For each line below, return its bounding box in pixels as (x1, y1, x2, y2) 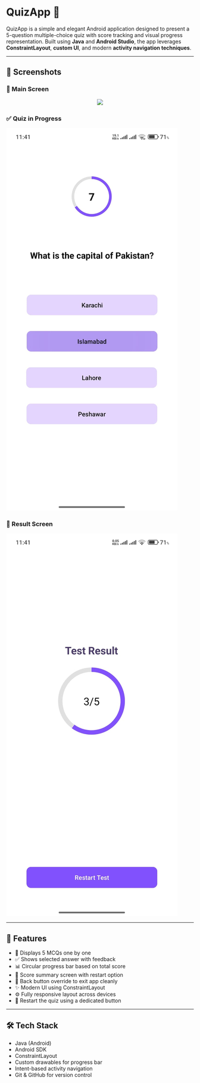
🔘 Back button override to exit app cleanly (14, 978, 118, 985)
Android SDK (14, 1045, 47, 1053)
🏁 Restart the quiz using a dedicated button (14, 997, 121, 1004)
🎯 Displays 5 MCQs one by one (14, 949, 91, 956)
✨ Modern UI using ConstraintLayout (14, 984, 105, 991)
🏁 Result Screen (6, 520, 54, 528)
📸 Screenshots (6, 67, 62, 77)
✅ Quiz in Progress (6, 114, 62, 122)
